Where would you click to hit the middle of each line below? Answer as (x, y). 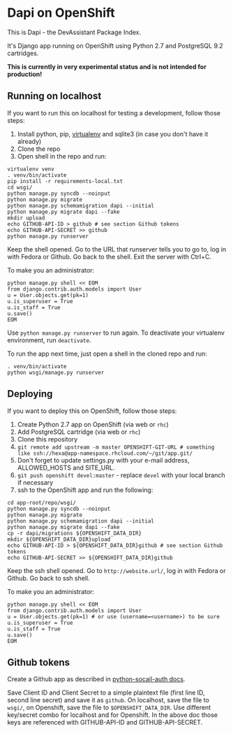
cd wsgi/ (20, 187)
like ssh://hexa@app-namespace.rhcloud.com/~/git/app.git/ (105, 453)
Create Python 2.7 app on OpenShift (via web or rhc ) (93, 424)
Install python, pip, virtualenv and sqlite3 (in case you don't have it (113, 133)
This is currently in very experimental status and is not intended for (107, 66)
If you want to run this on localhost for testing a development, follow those (114, 113)
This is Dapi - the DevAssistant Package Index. (74, 32)
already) (29, 141)
